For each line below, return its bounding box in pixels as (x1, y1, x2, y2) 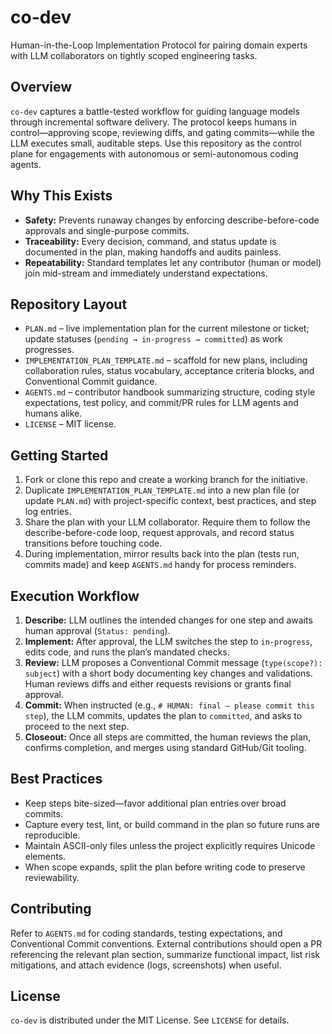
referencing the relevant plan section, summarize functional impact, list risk (10, 948, 321, 960)
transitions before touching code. (24, 537, 163, 550)
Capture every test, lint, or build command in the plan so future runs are (24, 818, 320, 830)
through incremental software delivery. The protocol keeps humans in (10, 116, 297, 128)
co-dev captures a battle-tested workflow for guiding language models (10, 105, 300, 117)
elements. (24, 850, 67, 862)
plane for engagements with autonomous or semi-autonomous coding (10, 147, 299, 160)
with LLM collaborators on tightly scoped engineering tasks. (10, 49, 258, 61)
